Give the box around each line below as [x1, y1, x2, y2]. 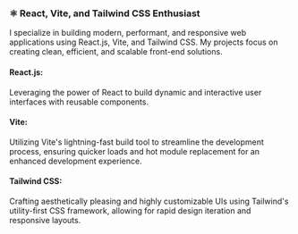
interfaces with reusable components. [9, 96, 149, 107]
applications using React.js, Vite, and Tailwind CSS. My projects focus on [9, 37, 278, 47]
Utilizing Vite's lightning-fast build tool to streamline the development [9, 137, 264, 147]
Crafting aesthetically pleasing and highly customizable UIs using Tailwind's [9, 196, 289, 206]
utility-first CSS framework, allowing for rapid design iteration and [9, 205, 251, 216]
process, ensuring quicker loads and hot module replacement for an [9, 146, 260, 156]
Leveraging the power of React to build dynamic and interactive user [9, 87, 262, 97]
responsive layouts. [9, 214, 81, 225]
